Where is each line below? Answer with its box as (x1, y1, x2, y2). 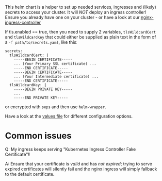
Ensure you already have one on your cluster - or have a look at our (5, 15, 140, 20)
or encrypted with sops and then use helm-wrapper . (5, 104, 106, 110)
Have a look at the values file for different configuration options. (5, 114, 133, 119)
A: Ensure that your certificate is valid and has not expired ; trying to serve (5, 161, 153, 166)
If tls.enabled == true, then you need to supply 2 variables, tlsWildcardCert (5, 29, 156, 34)
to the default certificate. (5, 171, 55, 177)
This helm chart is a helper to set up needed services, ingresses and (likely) (5, 4, 157, 10)
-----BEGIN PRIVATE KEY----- (14, 87, 73, 92)
